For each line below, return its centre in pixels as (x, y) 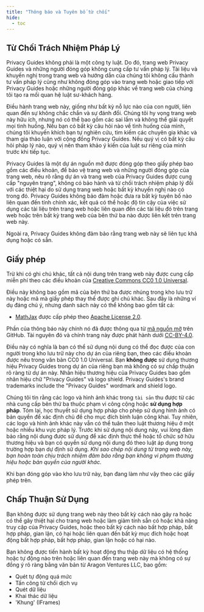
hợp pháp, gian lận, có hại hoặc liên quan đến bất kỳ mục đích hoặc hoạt (97, 534)
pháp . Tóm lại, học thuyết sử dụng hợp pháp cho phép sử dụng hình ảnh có (101, 410)
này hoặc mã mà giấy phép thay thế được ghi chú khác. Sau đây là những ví (101, 298)
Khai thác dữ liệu (36, 596)
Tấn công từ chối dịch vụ (46, 583)
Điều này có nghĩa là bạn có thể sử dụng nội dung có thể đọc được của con (100, 347)
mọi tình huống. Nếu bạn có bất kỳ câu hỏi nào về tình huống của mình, (96, 126)
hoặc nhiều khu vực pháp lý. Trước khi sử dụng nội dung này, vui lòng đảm (100, 430)
